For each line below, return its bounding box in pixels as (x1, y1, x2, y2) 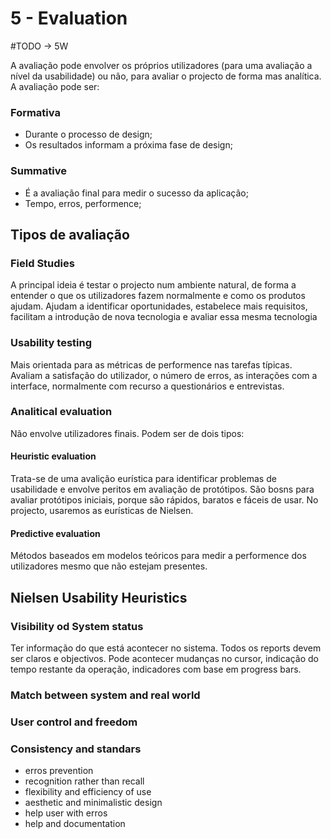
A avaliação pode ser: (10, 80, 100, 92)
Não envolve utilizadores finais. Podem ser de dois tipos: (10, 427, 245, 439)
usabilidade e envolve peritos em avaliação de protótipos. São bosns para (10, 483, 315, 496)
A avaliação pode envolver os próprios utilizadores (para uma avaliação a (10, 59, 313, 71)
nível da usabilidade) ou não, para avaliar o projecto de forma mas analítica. (10, 70, 322, 82)
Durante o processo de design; (24, 128, 153, 141)
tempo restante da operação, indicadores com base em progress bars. (10, 663, 302, 675)
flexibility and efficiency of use (24, 786, 152, 798)
